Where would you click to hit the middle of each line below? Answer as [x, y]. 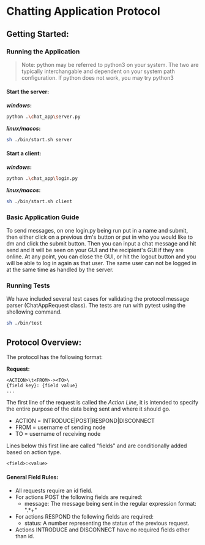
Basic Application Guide [43, 217]
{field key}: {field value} [42, 386]
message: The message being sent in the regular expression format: [110, 504]
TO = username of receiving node [58, 434]
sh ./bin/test [24, 323]
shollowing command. [34, 312]
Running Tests [28, 285]
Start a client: [24, 153]
